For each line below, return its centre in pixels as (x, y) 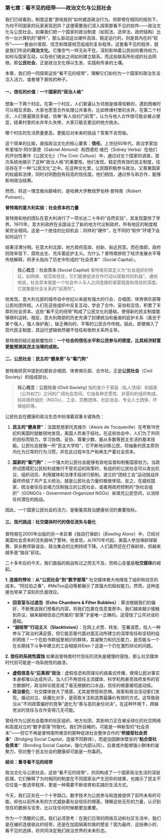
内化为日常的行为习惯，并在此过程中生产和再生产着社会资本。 (75, 451)
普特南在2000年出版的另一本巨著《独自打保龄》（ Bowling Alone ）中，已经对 (83, 534)
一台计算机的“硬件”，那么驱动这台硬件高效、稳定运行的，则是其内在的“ (82, 38)
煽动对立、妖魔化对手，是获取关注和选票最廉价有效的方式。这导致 (88, 698)
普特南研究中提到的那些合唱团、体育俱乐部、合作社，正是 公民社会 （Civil (79, 371)
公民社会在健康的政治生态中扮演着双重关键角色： (55, 416)
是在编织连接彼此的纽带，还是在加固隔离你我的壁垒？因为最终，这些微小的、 (83, 824)
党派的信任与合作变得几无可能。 (45, 710)
